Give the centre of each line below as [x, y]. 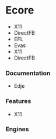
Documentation [28, 73]
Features [18, 101]
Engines [17, 129]
